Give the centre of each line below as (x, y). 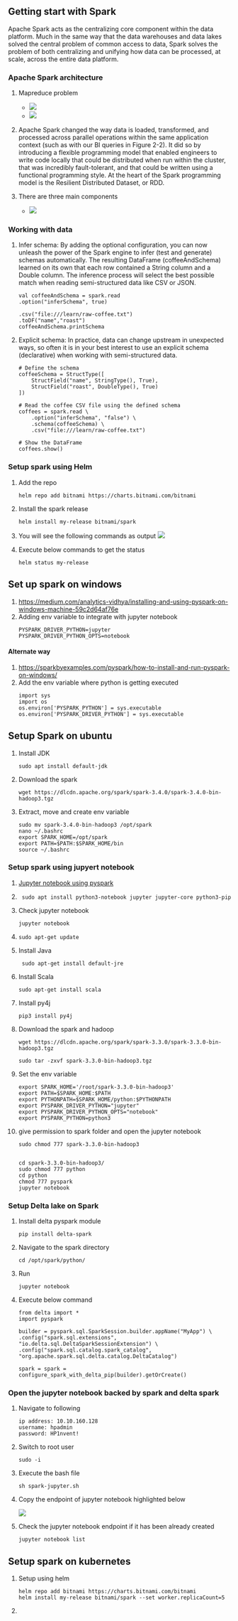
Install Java (35, 950)
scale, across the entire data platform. (63, 59)
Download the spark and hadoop (66, 1029)
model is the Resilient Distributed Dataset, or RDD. (91, 183)
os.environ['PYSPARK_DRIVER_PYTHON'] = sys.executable (101, 714)
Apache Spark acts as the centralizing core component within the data (111, 28)
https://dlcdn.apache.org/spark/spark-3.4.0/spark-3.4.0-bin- (128, 792)
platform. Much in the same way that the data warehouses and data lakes (115, 36)
